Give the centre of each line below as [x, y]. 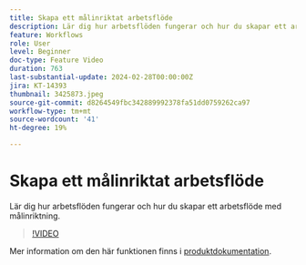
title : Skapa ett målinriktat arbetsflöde [91, 18]
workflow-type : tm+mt [51, 111]
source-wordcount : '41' [55, 119]
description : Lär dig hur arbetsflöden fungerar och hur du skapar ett [148, 26]
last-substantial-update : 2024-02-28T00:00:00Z [102, 77]
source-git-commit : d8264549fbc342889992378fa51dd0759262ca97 [130, 102]
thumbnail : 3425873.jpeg [56, 94]
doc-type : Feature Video [56, 60]
